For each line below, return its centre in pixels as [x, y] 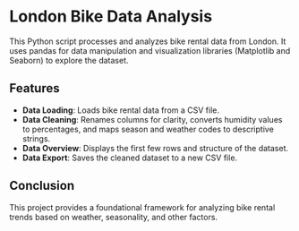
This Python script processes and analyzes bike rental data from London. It [148, 41]
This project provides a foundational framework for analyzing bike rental [142, 207]
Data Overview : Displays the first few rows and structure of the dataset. [155, 148]
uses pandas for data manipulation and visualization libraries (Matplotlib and [150, 50]
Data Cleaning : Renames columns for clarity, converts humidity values [152, 119]
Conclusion [42, 186]
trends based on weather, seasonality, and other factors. [113, 217]
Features [34, 88]
